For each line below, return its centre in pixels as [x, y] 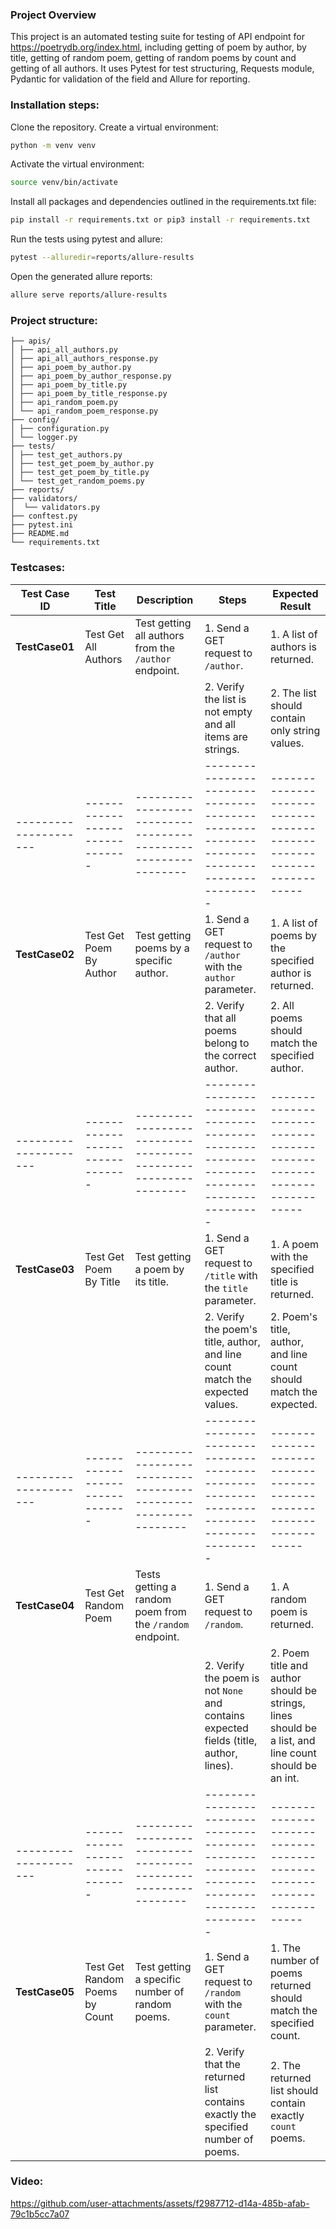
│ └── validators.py [55, 508]
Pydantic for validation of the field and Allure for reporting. [130, 79]
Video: [27, 2181]
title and [289, 1665]
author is [291, 973]
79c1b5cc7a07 [40, 2214]
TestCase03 [45, 1269]
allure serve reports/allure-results [89, 295]
